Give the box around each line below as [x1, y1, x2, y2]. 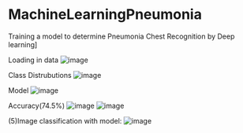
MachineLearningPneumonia [8, 6, 203, 24]
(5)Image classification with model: [8, 116, 122, 125]
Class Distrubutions [8, 70, 73, 79]
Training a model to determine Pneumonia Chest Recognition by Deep [8, 31, 235, 41]
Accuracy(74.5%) [8, 101, 65, 110]
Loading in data [8, 55, 59, 65]
